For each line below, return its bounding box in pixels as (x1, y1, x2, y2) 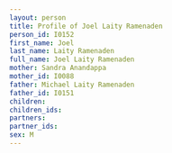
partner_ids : (9, 122, 59, 131)
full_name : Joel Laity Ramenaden (9, 55, 135, 64)
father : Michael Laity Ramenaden (9, 80, 135, 89)
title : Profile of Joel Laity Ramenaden (9, 22, 164, 31)
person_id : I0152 (9, 30, 75, 39)
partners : (9, 113, 47, 122)
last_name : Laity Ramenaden (9, 47, 115, 56)
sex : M (9, 130, 34, 139)
